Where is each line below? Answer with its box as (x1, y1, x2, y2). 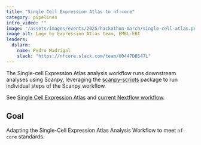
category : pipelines (6, 14, 58, 20)
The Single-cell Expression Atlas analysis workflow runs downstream (6, 69, 176, 76)
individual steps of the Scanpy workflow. (6, 82, 106, 90)
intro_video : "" (6, 20, 47, 26)
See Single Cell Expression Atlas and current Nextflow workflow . (6, 94, 165, 101)
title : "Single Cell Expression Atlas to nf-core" (6, 8, 135, 15)
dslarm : (11, 42, 31, 48)
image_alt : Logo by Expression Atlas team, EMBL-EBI (6, 31, 141, 37)
